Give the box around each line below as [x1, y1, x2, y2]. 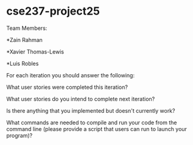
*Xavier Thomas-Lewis [6, 48, 65, 55]
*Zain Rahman [6, 36, 43, 43]
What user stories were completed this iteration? [6, 83, 128, 91]
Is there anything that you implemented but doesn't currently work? [6, 107, 175, 114]
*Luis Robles [6, 60, 39, 67]
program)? [6, 132, 33, 139]
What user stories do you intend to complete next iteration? [6, 95, 155, 102]
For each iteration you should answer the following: [6, 71, 135, 79]
